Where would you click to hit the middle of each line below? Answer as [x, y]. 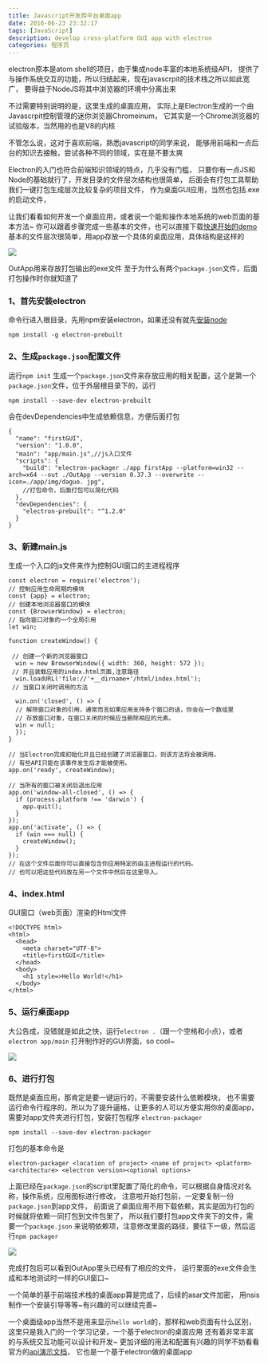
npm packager [37, 1236]
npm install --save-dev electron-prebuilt [80, 400]
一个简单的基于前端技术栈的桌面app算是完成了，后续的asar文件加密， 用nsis [134, 1295]
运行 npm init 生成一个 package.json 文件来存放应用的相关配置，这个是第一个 [132, 375]
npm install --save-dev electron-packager [80, 1132]
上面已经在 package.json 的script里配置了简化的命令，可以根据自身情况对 [126, 1186]
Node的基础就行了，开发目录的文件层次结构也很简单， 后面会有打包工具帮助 [134, 179]
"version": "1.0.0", [49, 445]
